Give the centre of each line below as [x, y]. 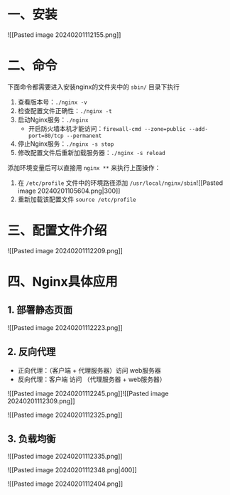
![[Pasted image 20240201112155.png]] [64, 34]
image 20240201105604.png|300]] [69, 191]
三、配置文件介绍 [57, 231]
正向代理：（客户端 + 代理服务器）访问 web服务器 [89, 370]
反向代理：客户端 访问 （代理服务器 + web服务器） [92, 379]
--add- [198, 129]
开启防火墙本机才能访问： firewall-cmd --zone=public [107, 128]
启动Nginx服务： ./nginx [53, 119]
